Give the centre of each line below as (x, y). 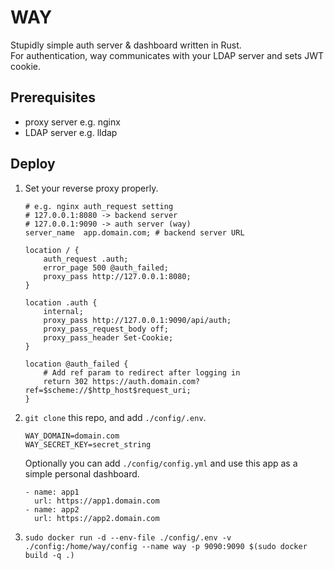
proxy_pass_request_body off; (106, 329)
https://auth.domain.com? (146, 381)
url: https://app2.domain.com (97, 518)
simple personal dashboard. (82, 473)
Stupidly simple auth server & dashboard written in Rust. (126, 45)
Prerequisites (53, 97)
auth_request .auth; (86, 259)
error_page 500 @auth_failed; (106, 267)
